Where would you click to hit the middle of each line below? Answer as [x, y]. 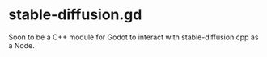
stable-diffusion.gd [75, 15]
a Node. [21, 45]
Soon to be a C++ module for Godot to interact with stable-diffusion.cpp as [133, 37]
